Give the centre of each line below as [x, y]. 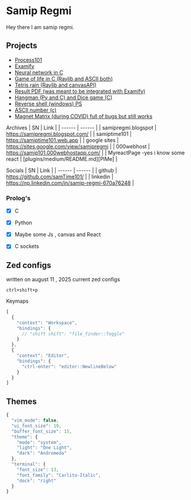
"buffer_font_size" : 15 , [42, 431]
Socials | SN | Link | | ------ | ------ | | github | [62, 170]
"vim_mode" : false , [35, 420]
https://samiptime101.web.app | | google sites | [63, 140]
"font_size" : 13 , [38, 469]
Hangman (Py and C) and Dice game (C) [63, 97]
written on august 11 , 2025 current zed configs [63, 279]
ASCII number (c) [36, 110]
